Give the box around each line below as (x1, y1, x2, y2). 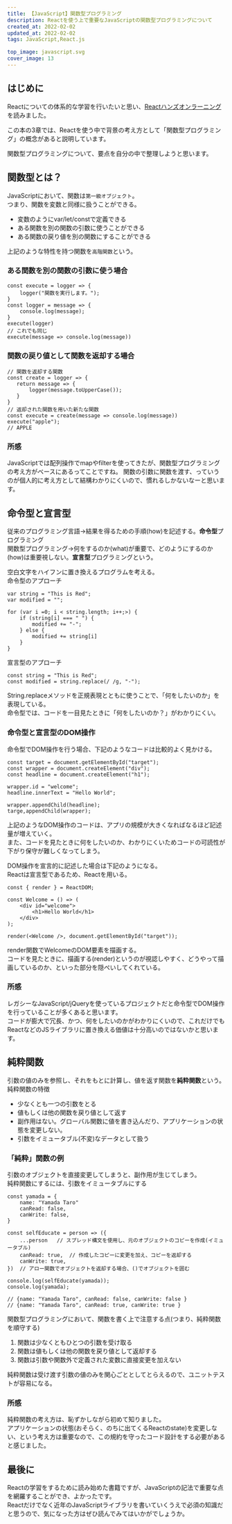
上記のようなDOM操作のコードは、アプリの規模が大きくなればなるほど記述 (7, 820, 222, 829)
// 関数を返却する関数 (7, 368, 64, 375)
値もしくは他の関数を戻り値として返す (17, 1108, 127, 1117)
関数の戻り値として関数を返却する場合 (7, 350, 135, 360)
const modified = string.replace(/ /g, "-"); (7, 679, 141, 686)
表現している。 (7, 700, 50, 708)
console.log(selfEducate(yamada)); (7, 1277, 110, 1284)
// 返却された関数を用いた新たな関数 (7, 406, 99, 414)
